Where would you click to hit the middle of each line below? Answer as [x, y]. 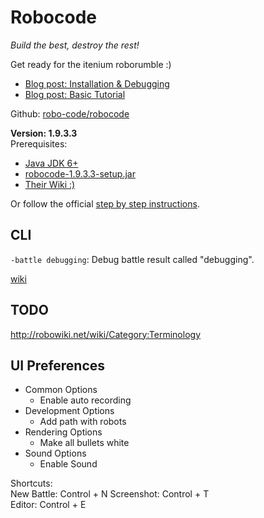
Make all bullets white [84, 443]
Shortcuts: [31, 483]
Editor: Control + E [48, 505]
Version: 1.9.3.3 [44, 133]
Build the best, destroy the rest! [75, 45]
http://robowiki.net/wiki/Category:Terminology [106, 334]
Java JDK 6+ [51, 163]
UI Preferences [58, 365]
